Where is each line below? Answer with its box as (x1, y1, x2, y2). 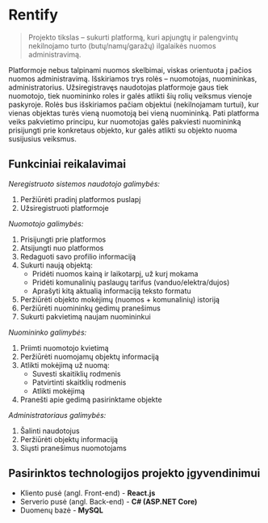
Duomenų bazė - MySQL (19, 505, 103, 515)
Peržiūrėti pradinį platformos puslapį (19, 194, 141, 204)
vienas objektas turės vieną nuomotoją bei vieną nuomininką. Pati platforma (8, 108, 260, 118)
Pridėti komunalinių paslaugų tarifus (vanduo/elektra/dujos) (31, 277, 230, 287)
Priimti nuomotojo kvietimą (19, 343, 109, 352)
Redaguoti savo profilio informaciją (19, 251, 136, 261)
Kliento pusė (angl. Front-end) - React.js (19, 487, 156, 498)
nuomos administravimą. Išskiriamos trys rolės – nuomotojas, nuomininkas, (8, 74, 258, 83)
